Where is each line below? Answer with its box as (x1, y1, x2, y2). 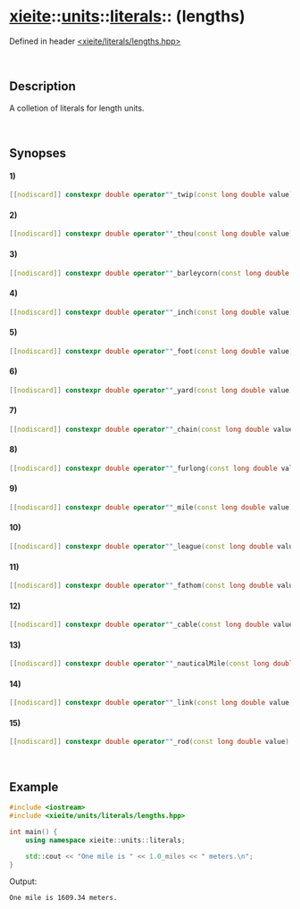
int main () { (9, 827, 58, 836)
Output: (9, 876, 37, 887)
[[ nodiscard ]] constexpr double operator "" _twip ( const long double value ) (9, 190, 294, 200)
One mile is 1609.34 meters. (9, 894, 118, 903)
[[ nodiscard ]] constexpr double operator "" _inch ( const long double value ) (9, 308, 294, 317)
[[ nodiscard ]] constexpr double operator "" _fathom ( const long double (9, 582, 274, 591)
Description (9, 79, 76, 95)
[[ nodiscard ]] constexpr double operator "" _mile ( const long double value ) (9, 502, 294, 512)
